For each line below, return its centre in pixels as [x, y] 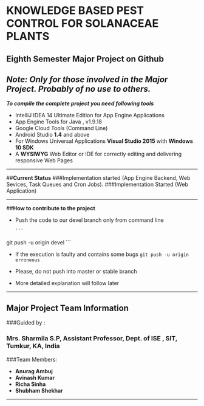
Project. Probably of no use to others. [79, 89]
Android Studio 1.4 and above [52, 135]
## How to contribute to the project [51, 208]
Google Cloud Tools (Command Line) [61, 128]
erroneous [28, 260]
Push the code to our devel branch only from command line [89, 220]
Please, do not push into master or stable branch [76, 272]
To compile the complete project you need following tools [80, 103]
